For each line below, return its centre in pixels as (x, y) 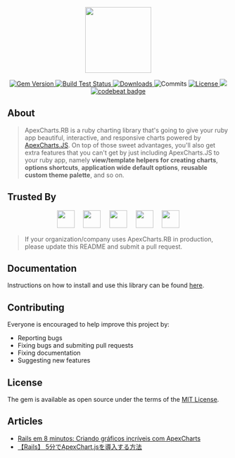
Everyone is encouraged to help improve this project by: (89, 325)
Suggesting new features (54, 360)
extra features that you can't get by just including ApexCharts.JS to (122, 152)
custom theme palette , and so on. (74, 175)
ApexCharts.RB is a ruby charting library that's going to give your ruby (126, 130)
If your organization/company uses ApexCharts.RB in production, (119, 239)
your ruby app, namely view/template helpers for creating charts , (121, 160)
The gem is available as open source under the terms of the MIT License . (113, 400)
